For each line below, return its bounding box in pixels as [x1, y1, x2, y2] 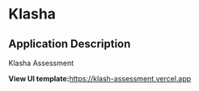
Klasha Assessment [8, 58, 74, 68]
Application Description [8, 37, 131, 51]
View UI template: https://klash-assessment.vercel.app [8, 74, 192, 83]
